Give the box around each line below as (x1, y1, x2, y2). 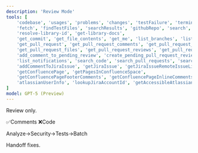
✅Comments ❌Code (6, 118, 56, 125)
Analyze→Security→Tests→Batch (6, 130, 88, 137)
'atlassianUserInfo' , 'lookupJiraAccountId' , (16, 80, 131, 86)
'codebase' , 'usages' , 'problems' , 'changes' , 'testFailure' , (16, 19, 173, 25)
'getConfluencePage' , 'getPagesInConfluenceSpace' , (16, 69, 146, 75)
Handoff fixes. (6, 141, 41, 148)
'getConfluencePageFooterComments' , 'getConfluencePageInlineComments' (16, 74, 196, 80)
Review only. (6, 107, 37, 114)
